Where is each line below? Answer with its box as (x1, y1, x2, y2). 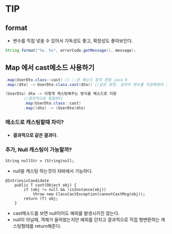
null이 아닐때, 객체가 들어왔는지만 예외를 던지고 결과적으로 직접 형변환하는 (12, 216, 160, 223)
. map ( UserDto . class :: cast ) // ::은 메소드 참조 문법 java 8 (5, 77, 128, 82)
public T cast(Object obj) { (14, 182, 77, 187)
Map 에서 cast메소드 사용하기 (5, 63, 95, 72)
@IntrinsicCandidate (5, 178, 50, 183)
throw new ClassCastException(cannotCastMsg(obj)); (32, 192, 145, 197)
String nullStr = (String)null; (5, 158, 74, 163)
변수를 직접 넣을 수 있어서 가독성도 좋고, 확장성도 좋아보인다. (12, 38, 133, 44)
